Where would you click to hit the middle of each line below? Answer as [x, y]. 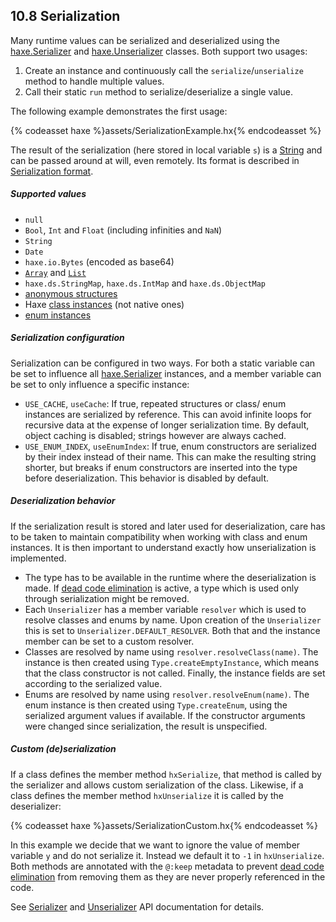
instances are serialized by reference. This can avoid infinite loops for [168, 414]
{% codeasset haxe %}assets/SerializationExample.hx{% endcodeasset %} [166, 130]
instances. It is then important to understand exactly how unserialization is [163, 547]
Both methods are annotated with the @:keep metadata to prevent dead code [167, 866]
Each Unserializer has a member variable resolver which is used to [165, 609]
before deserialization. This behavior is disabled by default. [147, 478]
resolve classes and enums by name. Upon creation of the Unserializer [173, 620]
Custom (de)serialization [63, 749]
